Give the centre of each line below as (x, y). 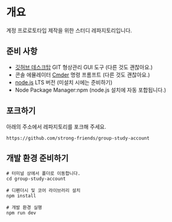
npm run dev (21, 213)
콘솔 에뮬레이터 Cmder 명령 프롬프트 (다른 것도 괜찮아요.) (82, 75)
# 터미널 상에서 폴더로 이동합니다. (43, 173)
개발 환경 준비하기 (37, 158)
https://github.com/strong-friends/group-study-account (78, 138)
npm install (21, 196)
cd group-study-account (36, 179)
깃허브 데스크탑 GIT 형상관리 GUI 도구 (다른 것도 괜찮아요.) (84, 67)
